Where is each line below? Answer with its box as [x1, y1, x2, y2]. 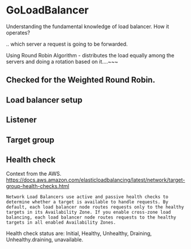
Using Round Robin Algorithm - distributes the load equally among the [6, 52, 175, 59]
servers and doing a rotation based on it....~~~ [6, 58, 119, 65]
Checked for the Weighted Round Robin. [6, 75, 156, 85]
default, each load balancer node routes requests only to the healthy [6, 204, 184, 210]
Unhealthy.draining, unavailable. [6, 236, 84, 243]
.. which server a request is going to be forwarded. [6, 40, 128, 47]
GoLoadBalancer [6, 4, 89, 17]
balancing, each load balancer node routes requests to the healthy [6, 214, 176, 220]
